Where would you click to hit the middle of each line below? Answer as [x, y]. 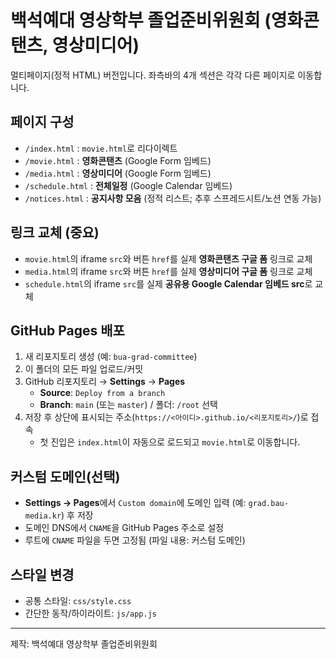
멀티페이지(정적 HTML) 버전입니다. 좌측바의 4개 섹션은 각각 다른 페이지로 [153, 75]
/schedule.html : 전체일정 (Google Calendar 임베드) [128, 185]
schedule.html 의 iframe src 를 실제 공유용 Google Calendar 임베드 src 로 [168, 283]
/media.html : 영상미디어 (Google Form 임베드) [118, 173]
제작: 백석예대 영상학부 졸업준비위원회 [84, 644]
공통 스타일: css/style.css [78, 600]
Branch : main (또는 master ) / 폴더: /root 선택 [128, 405]
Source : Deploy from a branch [102, 393]
